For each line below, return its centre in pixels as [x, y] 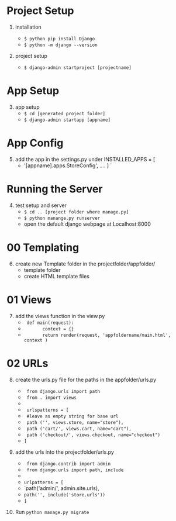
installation [28, 27]
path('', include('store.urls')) [65, 495]
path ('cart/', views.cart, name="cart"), [79, 429]
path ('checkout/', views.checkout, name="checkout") [93, 435]
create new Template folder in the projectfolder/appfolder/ [85, 264]
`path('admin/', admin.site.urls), [61, 488]
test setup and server [41, 205]
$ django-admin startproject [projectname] [78, 68]
